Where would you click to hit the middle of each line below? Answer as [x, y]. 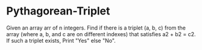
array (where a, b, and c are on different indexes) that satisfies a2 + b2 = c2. [101, 34]
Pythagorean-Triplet [58, 11]
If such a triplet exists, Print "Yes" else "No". [61, 40]
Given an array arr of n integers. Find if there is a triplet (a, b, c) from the [96, 28]
